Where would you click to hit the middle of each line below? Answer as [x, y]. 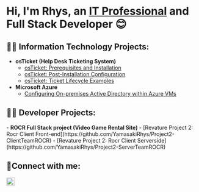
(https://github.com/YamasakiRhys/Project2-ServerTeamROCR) [86, 147]
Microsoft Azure [36, 87]
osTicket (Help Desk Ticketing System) [66, 61]
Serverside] [152, 140]
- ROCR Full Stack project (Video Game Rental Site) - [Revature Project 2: [100, 127]
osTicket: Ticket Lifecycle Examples [69, 81]
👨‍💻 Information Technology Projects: [78, 47]
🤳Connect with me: [43, 166]
